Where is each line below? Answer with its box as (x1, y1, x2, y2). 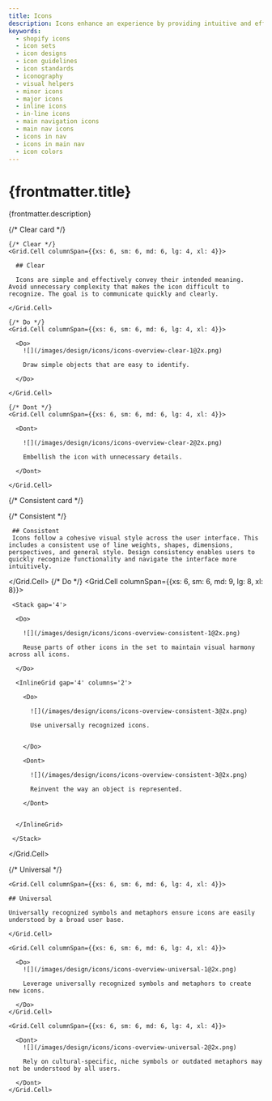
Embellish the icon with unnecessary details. (23, 453, 183, 462)
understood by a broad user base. (8, 916, 125, 924)
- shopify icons (15, 34, 70, 43)
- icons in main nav (15, 139, 85, 148)
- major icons (15, 95, 63, 103)
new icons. (8, 987, 45, 995)
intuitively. (8, 562, 53, 571)
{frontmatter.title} (8, 182, 132, 201)
